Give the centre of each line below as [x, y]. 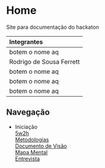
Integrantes [26, 41]
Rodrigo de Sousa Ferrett [44, 62]
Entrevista [27, 158]
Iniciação [26, 127]
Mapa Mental [31, 152]
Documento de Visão [41, 146]
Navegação [28, 112]
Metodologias [32, 139]
